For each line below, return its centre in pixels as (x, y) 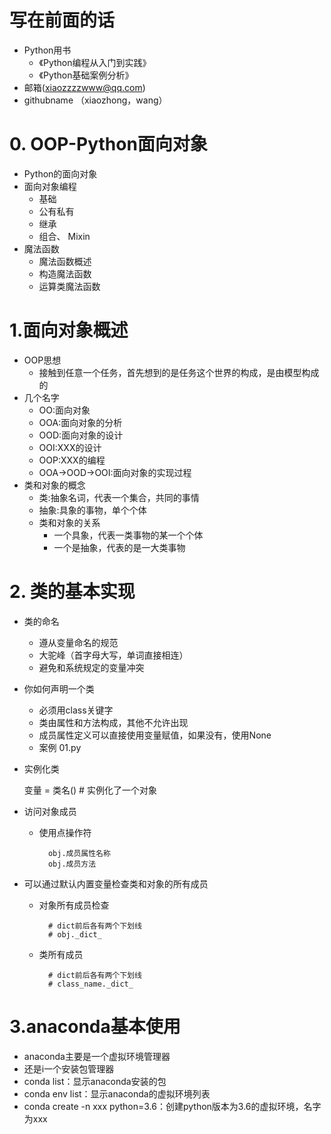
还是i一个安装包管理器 (69, 1068)
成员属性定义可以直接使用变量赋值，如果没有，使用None (155, 735)
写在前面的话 (62, 20)
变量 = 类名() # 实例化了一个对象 (90, 790)
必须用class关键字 (76, 710)
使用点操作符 (65, 832)
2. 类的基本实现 (72, 592)
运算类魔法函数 (69, 286)
